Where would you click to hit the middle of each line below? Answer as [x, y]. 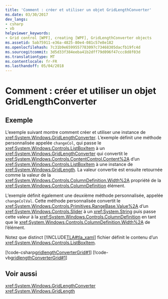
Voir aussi [21, 274]
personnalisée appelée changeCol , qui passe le [53, 143]
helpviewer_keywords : [28, 33]
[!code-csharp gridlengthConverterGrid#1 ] [49, 253]
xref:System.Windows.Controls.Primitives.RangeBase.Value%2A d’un [77, 206]
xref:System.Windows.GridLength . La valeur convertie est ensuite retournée [84, 170]
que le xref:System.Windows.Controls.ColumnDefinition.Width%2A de [78, 222]
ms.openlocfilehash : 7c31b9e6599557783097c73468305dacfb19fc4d [73, 47]
